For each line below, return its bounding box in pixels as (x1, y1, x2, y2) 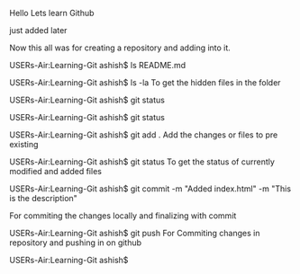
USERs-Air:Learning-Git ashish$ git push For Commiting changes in (9, 228, 260, 238)
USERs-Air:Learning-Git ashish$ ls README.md (9, 60, 186, 70)
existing (9, 139, 39, 149)
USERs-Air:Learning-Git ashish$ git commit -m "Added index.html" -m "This (9, 183, 291, 194)
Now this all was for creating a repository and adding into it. (9, 42, 232, 53)
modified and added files (9, 166, 102, 176)
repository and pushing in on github (9, 237, 142, 248)
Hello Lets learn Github (9, 8, 95, 18)
